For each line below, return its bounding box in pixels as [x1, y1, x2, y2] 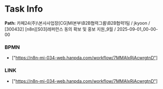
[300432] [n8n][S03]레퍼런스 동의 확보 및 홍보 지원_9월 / [4, 26, 116, 32]
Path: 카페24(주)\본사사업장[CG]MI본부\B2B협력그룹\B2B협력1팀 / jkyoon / [4, 20, 150, 26]
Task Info [4, 3, 43, 15]
